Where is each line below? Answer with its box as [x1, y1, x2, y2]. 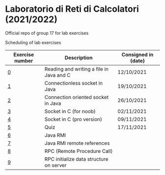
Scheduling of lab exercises [5, 39, 61, 45]
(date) [130, 57, 145, 64]
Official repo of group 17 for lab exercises [5, 30, 89, 36]
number [14, 57, 33, 64]
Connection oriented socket [44, 94, 109, 100]
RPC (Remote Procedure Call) [44, 148, 113, 154]
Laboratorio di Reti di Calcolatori [5, 3, 139, 15]
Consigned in [121, 51, 154, 58]
